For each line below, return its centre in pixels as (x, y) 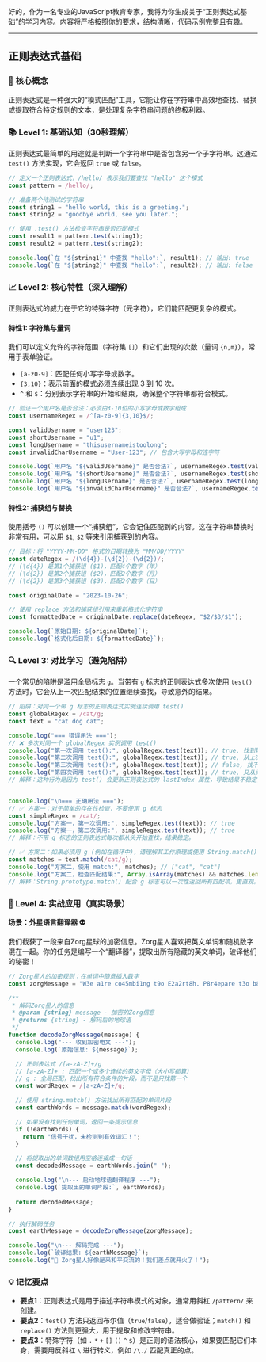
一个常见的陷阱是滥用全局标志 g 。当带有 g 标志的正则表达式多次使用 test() (131, 682)
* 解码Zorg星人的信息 (43, 1005)
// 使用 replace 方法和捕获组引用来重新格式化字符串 (85, 610)
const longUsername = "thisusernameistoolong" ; (88, 445)
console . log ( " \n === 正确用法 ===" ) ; (66, 801)
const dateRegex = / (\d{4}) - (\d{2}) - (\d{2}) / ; (86, 559)
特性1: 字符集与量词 (40, 328)
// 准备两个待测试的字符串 (46, 200)
